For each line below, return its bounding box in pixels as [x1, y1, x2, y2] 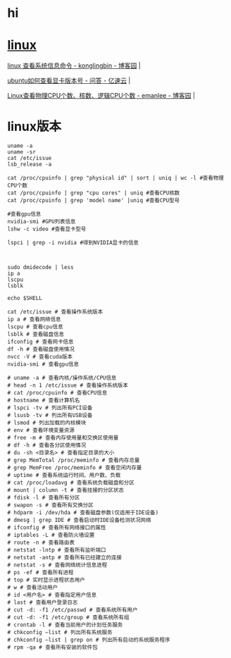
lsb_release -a [7, 161, 52, 168]
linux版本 [7, 118, 62, 135]
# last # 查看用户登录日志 [7, 599, 78, 607]
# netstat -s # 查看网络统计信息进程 [7, 561, 108, 569]
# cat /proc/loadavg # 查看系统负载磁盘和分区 [7, 479, 135, 487]
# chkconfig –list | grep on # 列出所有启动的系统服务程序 [7, 636, 170, 644]
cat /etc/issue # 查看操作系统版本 [7, 309, 104, 316]
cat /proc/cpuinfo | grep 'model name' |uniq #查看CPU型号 [7, 197, 180, 204]
